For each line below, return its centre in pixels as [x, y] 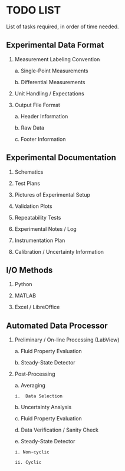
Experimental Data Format [55, 45]
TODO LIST [34, 10]
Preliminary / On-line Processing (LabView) [67, 340]
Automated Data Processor [57, 325]
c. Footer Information [40, 139]
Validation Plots [33, 206]
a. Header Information [41, 116]
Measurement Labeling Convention [57, 59]
